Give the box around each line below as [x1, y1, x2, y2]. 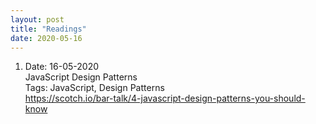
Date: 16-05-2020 [24, 61, 99, 73]
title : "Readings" [10, 24, 87, 34]
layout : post [10, 14, 65, 25]
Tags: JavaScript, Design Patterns [24, 82, 165, 94]
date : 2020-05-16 [10, 33, 83, 43]
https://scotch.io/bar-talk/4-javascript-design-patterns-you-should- [24, 92, 306, 105]
